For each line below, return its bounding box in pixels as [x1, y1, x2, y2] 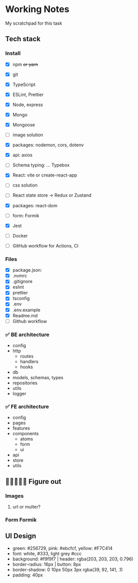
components [12, 431, 39, 437]
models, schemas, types [12, 375, 64, 381]
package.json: [12, 267, 42, 273]
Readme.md [12, 312, 38, 318]
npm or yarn [12, 61, 38, 67]
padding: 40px [12, 572, 43, 578]
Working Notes [5, 4, 70, 15]
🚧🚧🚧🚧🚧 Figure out [5, 477, 61, 486]
